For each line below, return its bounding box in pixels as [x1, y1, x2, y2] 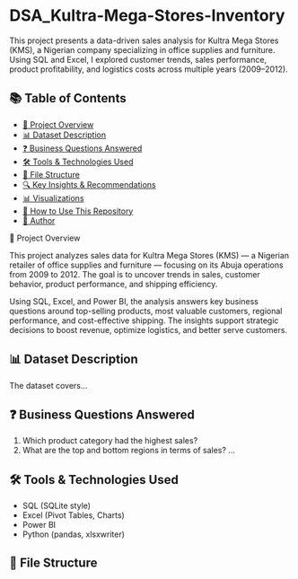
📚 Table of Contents [9, 91, 127, 106]
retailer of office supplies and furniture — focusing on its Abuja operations [9, 259, 285, 270]
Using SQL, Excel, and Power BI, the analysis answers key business [9, 295, 259, 306]
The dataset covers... [9, 380, 88, 390]
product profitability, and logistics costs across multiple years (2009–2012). [9, 64, 289, 75]
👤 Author [22, 215, 56, 225]
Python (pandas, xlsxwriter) [22, 529, 126, 540]
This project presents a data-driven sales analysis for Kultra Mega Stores [9, 35, 279, 46]
